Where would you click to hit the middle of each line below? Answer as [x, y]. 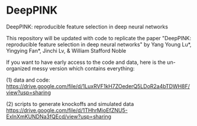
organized [18, 68]
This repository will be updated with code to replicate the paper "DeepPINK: [99, 38]
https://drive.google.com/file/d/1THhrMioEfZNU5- [67, 110]
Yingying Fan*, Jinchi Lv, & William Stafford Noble [66, 50]
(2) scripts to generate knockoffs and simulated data [70, 104]
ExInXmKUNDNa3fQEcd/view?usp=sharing [59, 117]
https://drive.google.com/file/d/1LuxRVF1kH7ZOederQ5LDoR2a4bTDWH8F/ [98, 86]
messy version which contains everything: [83, 68]
